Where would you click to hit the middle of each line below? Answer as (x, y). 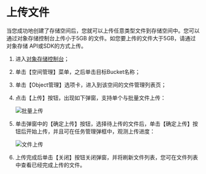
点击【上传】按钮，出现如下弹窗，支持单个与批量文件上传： (90, 98)
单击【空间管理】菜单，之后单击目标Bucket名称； (78, 71)
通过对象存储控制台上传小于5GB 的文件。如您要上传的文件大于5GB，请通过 (101, 38)
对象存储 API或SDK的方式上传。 (47, 46)
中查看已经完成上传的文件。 (50, 165)
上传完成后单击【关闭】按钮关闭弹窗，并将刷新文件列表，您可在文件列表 (106, 157)
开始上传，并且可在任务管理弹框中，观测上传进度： (90, 131)
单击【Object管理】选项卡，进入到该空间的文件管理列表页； (91, 85)
